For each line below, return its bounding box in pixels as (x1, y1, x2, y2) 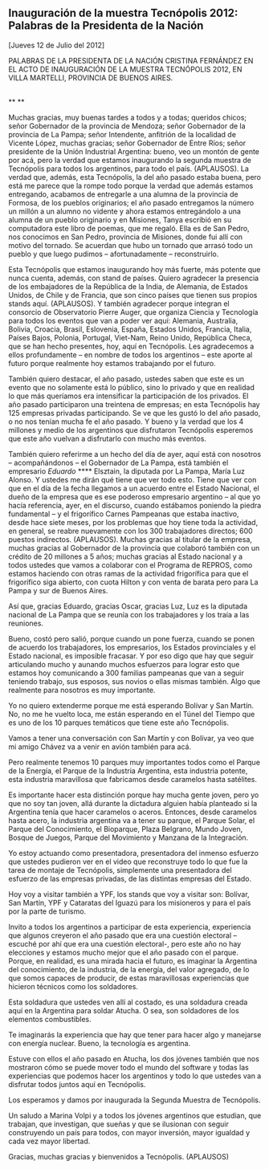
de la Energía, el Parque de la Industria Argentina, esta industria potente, (8, 766, 248, 776)
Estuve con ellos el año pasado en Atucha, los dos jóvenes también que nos (8, 1053, 259, 1063)
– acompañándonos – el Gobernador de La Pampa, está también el (8, 458, 229, 467)
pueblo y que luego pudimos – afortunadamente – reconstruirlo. (8, 249, 219, 259)
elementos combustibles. (8, 1014, 92, 1024)
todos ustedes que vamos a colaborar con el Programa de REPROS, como (8, 560, 253, 569)
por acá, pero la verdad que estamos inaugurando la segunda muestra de (8, 155, 251, 165)
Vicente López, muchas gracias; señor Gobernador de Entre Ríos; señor (8, 138, 247, 148)
